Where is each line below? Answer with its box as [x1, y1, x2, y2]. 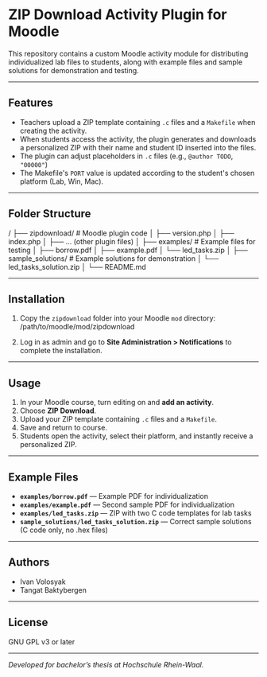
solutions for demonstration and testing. [8, 65, 139, 75]
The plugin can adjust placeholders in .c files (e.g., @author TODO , [19, 151, 234, 161]
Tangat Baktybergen [19, 585, 87, 594]
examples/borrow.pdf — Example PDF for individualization [19, 492, 209, 500]
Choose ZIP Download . [19, 406, 97, 415]
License [8, 616, 48, 629]
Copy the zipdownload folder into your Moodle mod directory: [19, 313, 216, 323]
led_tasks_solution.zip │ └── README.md [8, 262, 147, 271]
